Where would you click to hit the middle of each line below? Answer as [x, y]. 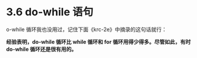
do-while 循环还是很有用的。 [42, 49]
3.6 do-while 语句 [50, 12]
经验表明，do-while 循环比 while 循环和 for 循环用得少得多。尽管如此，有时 [99, 42]
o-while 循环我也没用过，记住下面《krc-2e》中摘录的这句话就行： [87, 29]
